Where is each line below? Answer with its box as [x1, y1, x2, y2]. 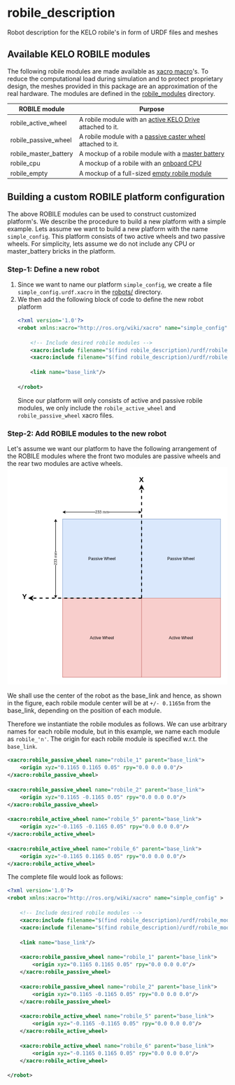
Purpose [138, 105, 165, 113]
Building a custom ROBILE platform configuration [7, 191, 225, 203]
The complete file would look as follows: [7, 873, 124, 881]
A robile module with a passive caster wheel [79, 132, 206, 141]
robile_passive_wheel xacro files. [17, 411, 114, 420]
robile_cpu [10, 159, 41, 167]
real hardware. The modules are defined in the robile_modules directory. [7, 89, 215, 97]
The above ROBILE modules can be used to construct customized [7, 209, 197, 218]
